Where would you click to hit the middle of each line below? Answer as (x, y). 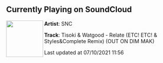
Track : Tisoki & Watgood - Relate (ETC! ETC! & (101, 35)
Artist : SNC (58, 23)
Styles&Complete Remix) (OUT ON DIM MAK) (99, 41)
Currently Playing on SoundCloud (69, 10)
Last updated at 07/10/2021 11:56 (84, 52)
